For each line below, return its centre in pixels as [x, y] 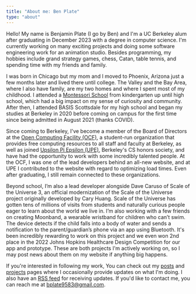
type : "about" [23, 17]
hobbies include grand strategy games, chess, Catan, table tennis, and [91, 59]
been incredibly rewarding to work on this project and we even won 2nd [93, 235]
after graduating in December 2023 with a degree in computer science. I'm [96, 40]
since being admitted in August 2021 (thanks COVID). [70, 119]
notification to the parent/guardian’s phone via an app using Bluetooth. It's [95, 230]
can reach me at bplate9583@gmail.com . [56, 284]
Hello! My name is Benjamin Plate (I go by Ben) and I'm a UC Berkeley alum [97, 33]
